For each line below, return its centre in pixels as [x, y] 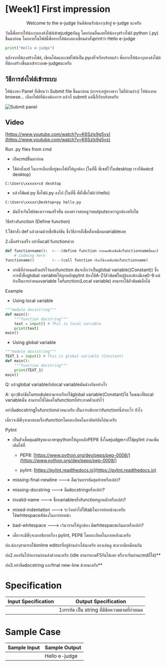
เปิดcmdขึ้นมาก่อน [28, 159]
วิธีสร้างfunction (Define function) [38, 222]
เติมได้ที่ [19, 445]
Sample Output [63, 648]
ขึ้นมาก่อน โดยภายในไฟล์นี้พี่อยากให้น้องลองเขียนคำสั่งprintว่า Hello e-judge [70, 38]
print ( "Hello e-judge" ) [30, 48]
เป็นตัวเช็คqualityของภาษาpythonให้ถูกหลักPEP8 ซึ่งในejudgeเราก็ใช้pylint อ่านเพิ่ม [85, 439]
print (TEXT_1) [29, 370]
